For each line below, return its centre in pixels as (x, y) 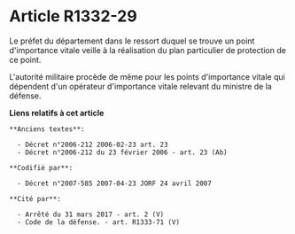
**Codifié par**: (41, 168)
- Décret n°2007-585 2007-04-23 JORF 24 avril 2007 (115, 183)
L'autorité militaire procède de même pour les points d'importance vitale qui (147, 76)
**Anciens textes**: (47, 129)
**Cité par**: (35, 199)
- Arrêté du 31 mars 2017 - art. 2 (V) (91, 214)
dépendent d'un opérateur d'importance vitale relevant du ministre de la (140, 86)
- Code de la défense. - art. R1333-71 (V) (98, 222)
